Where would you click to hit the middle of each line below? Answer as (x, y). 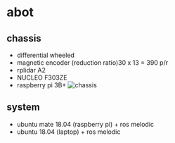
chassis (24, 38)
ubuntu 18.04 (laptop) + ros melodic (69, 132)
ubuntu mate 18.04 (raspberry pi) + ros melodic (85, 124)
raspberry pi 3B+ (41, 85)
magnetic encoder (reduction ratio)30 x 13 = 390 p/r (92, 63)
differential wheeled (46, 55)
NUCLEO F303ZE (42, 77)
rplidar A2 (31, 70)
